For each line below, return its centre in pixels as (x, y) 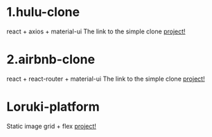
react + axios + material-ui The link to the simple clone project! (96, 31)
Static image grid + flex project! (51, 126)
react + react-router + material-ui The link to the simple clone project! (106, 79)
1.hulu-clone (43, 12)
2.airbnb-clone (51, 59)
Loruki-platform (53, 107)
